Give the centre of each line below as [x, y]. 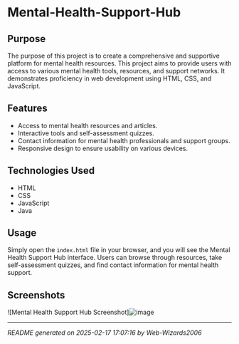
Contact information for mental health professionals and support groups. [124, 140]
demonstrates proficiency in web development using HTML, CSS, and [110, 78]
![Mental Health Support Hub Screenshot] [68, 312]
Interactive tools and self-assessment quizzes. [86, 133]
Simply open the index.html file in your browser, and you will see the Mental [119, 250]
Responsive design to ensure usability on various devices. [103, 148]
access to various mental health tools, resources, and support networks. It [116, 71]
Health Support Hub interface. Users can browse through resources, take [115, 258]
